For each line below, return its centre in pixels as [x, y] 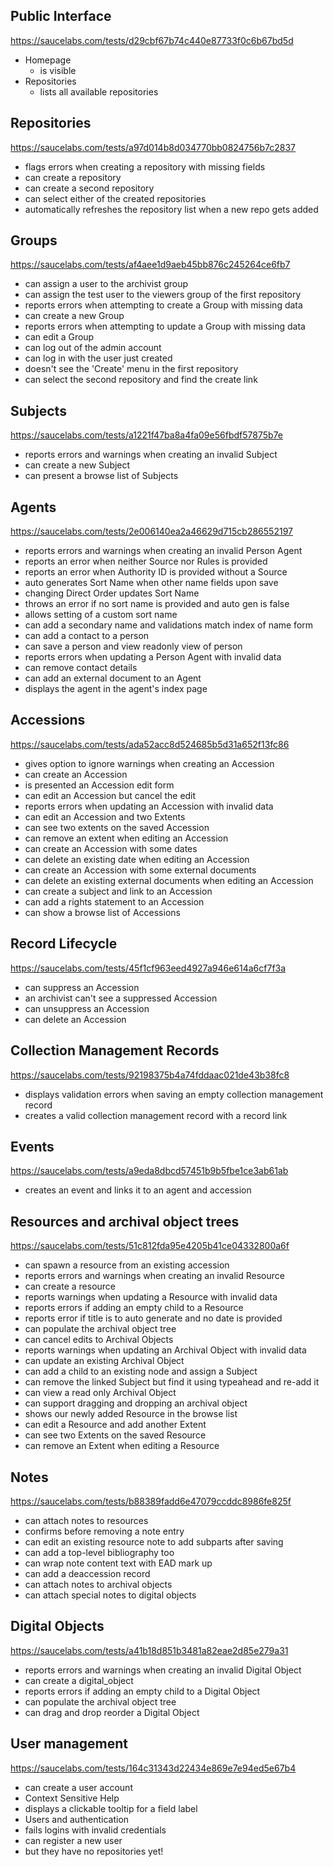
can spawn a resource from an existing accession [127, 1265]
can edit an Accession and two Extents [105, 816]
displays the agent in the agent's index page [116, 689]
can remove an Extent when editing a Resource [122, 1446]
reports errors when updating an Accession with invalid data [149, 806]
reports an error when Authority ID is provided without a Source [156, 572]
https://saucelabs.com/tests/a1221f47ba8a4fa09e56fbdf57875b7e [146, 435]
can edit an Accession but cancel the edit [110, 795]
